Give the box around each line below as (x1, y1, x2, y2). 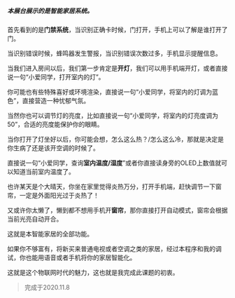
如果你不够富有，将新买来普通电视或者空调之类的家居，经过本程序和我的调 (7, 244, 222, 252)
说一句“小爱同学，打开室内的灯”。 (7, 72, 105, 81)
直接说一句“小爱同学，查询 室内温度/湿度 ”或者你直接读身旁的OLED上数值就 (7, 158, 222, 167)
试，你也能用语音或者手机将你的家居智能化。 (7, 253, 136, 262)
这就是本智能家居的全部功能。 (7, 229, 93, 238)
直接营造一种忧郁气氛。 (22, 96, 90, 104)
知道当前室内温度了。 (13, 167, 75, 175)
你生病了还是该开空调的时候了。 (7, 144, 99, 152)
